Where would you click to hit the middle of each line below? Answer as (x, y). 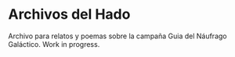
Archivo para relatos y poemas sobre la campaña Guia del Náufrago (117, 36)
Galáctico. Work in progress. (54, 44)
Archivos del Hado (69, 14)
